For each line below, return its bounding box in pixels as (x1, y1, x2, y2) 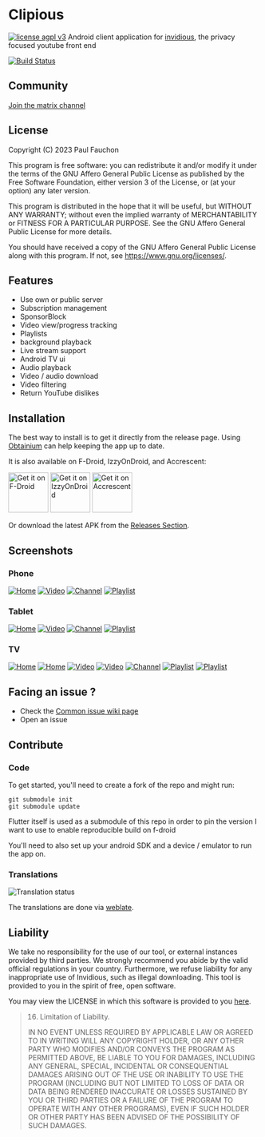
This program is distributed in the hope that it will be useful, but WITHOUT (8, 201, 252, 211)
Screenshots (8, 543, 73, 557)
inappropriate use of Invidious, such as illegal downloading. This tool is (8, 972, 241, 982)
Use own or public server (19, 295, 104, 304)
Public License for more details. (8, 226, 113, 237)
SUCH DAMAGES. (27, 1121, 87, 1131)
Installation (8, 411, 65, 425)
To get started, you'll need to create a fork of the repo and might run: (8, 780, 235, 789)
